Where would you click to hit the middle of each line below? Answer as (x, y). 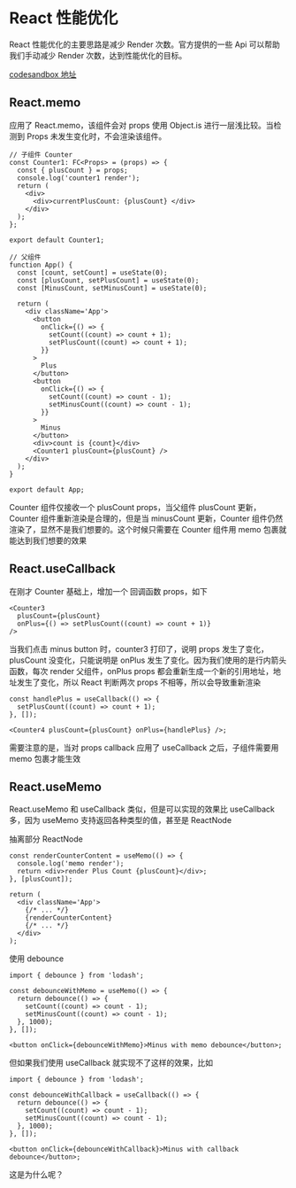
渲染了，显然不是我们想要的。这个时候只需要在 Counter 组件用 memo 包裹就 (148, 529)
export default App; (47, 489)
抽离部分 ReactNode (46, 839)
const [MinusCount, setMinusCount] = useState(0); (112, 288)
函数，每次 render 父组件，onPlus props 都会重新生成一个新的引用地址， (141, 671)
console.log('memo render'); (71, 864)
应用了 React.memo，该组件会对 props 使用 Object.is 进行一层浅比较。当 (141, 125)
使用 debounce (37, 959)
